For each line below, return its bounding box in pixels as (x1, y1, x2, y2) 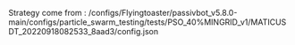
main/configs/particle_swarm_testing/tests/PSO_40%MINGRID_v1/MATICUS (8, 17, 287, 27)
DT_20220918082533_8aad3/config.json (8, 26, 158, 36)
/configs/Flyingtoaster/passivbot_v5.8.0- (88, 8, 238, 18)
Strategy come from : (8, 8, 87, 18)
